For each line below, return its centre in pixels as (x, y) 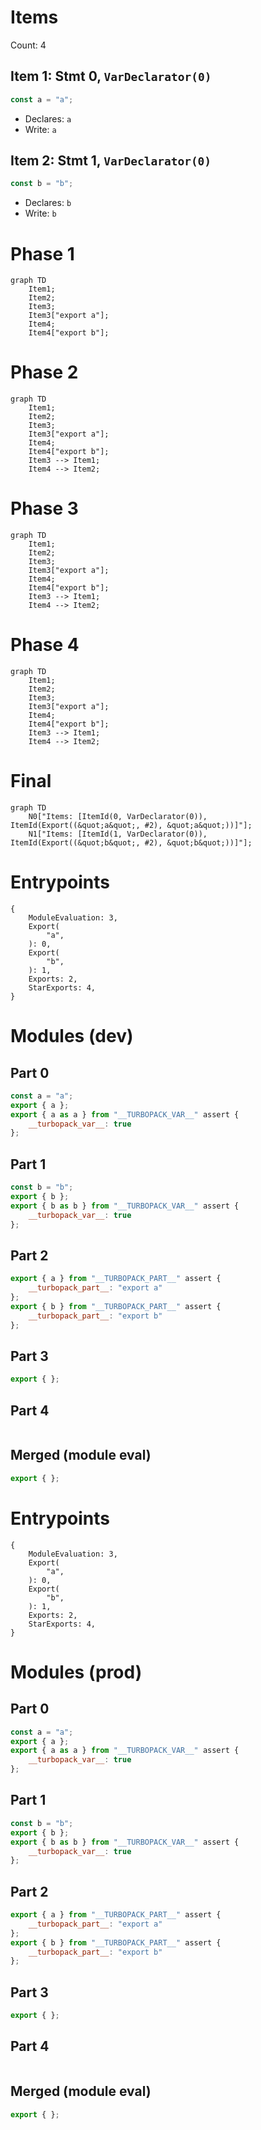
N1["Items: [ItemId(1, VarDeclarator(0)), (118, 834)
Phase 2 (44, 372)
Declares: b (48, 203)
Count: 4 (28, 45)
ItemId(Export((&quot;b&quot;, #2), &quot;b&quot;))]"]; (131, 843)
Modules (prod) (76, 1672)
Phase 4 (45, 645)
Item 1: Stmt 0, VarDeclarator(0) (111, 76)
